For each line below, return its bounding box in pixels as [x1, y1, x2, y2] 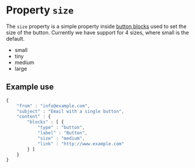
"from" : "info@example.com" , [16, 103, 91, 108]
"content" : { [16, 114, 51, 120]
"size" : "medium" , [37, 135, 85, 141]
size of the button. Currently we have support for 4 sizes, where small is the [6, 29, 189, 36]
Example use [6, 82, 54, 92]
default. [6, 35, 25, 42]
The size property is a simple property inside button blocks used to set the [6, 23, 187, 30]
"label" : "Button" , [37, 130, 88, 136]
